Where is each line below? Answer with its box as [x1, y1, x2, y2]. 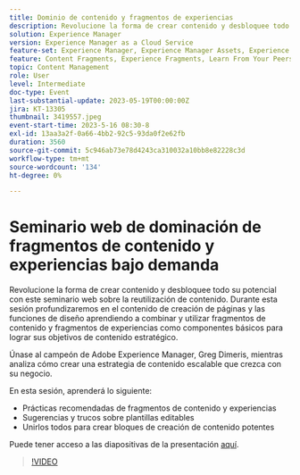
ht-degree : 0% [9, 171, 62, 179]
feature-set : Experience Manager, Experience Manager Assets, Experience [9, 46, 290, 55]
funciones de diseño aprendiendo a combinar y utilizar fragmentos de [9, 313, 266, 324]
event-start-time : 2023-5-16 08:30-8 [9, 121, 150, 130]
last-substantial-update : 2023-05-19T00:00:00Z [9, 96, 190, 105]
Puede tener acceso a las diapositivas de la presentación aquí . [9, 439, 239, 450]
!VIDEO [30, 456, 58, 467]
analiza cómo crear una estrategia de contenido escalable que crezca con [9, 359, 282, 370]
